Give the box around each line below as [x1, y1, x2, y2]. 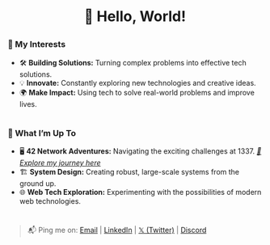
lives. [19, 99, 37, 108]
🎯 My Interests [7, 39, 66, 50]
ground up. [19, 179, 57, 188]
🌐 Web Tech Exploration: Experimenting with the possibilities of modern [19, 188, 262, 197]
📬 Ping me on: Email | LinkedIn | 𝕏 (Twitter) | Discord [27, 226, 207, 235]
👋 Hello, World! [83, 7, 187, 26]
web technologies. [19, 196, 82, 206]
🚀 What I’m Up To [7, 127, 76, 138]
